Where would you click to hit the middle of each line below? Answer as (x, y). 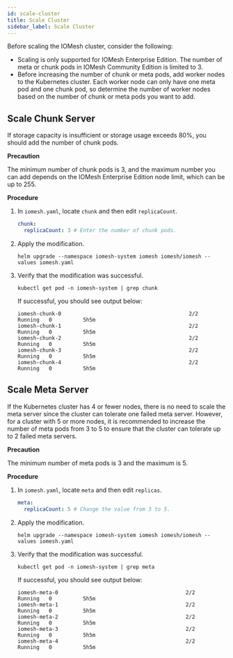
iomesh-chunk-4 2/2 (108, 362)
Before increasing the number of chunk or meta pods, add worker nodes (121, 74)
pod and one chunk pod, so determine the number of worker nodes (114, 89)
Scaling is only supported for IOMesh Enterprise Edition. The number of (120, 60)
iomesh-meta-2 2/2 (106, 617)
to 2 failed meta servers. (42, 436)
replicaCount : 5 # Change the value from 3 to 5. (97, 509)
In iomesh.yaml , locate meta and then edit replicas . (89, 490)
